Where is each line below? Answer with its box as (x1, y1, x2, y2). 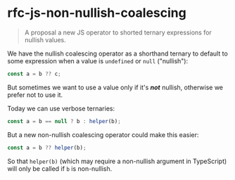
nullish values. (24, 35, 67, 44)
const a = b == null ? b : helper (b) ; (7, 117, 121, 124)
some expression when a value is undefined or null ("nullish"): (7, 56, 189, 65)
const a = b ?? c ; (7, 70, 61, 77)
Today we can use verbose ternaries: (7, 104, 115, 112)
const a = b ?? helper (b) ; (7, 144, 87, 151)
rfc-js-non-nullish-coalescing (7, 5, 186, 21)
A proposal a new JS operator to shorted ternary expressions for (24, 28, 212, 37)
